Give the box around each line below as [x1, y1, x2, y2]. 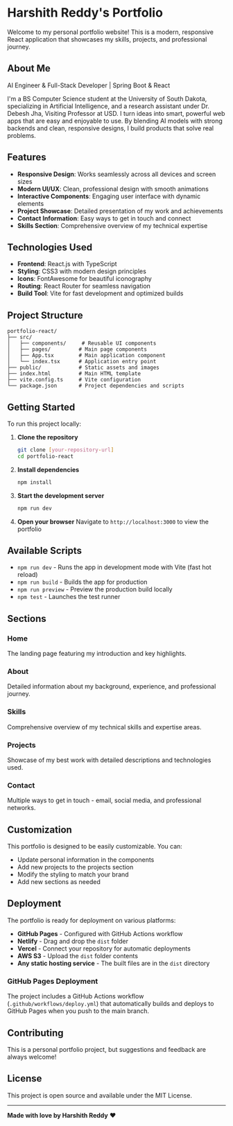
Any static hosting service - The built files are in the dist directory [17, 959, 210, 967]
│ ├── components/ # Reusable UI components [7, 340, 157, 347]
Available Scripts [7, 544, 82, 556]
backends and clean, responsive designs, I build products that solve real [7, 123, 214, 132]
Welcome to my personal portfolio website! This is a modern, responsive [7, 28, 214, 36]
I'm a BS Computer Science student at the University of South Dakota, [7, 94, 207, 103]
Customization [7, 824, 73, 835]
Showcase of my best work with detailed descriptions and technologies [7, 756, 212, 764]
